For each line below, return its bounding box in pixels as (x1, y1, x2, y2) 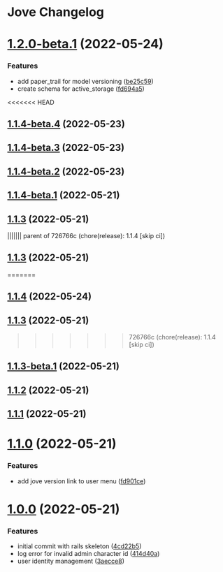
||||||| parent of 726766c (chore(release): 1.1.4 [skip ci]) (7, 232, 166, 240)
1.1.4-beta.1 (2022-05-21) (7, 189, 120, 201)
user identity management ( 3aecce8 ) (17, 557, 124, 566)
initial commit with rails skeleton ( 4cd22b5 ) (17, 542, 142, 550)
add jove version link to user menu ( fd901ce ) (17, 476, 146, 485)
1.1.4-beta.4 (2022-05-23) (7, 118, 126, 130)
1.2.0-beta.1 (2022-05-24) (7, 36, 164, 52)
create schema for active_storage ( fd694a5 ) (17, 85, 145, 93)
